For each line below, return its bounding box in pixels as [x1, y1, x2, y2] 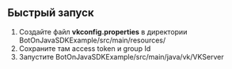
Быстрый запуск [7, 6, 94, 20]
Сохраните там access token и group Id [18, 43, 151, 53]
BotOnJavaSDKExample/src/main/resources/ [18, 35, 166, 45]
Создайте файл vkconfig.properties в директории [18, 27, 188, 36]
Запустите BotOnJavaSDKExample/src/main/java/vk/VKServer [18, 52, 224, 61]
